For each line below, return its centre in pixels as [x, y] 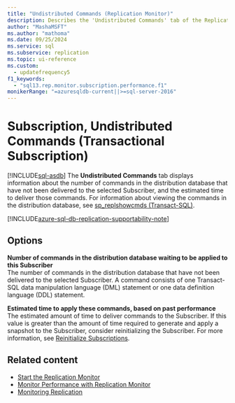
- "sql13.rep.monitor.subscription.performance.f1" [91, 85]
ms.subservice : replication [48, 53]
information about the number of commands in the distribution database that [117, 183]
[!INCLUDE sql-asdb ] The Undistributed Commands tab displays [100, 176]
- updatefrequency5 [42, 72]
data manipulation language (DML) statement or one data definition [117, 287]
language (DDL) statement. [46, 295]
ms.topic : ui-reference [42, 59]
